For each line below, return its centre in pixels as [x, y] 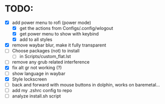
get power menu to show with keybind [59, 34]
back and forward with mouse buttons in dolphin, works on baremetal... [86, 84]
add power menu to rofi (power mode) [52, 22]
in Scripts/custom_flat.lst [45, 56]
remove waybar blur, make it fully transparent [59, 45]
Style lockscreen [29, 79]
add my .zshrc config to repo [42, 90]
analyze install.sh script [36, 96]
